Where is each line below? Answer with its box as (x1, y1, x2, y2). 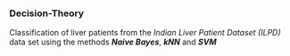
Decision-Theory (9, 7, 85, 20)
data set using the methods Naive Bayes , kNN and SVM (9, 36, 217, 47)
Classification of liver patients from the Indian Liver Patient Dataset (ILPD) (9, 28, 281, 38)
